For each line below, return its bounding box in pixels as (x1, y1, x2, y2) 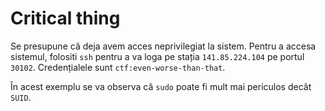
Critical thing (10, 7, 121, 30)
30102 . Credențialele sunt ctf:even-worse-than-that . (10, 61, 226, 73)
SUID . (10, 91, 32, 103)
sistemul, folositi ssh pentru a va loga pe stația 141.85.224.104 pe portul (10, 50, 305, 62)
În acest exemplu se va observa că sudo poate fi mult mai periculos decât (10, 80, 312, 92)
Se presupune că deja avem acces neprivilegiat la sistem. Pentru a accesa (10, 40, 317, 52)
